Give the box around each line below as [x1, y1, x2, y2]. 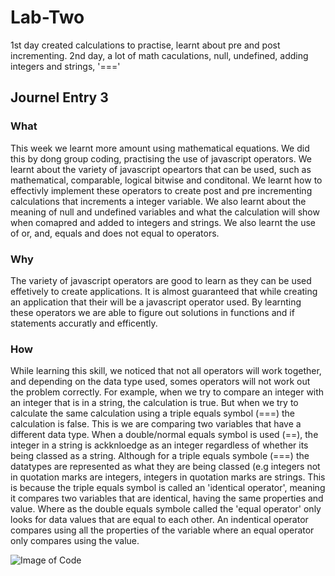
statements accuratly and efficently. [10, 317, 158, 329]
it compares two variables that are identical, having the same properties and [10, 492, 324, 505]
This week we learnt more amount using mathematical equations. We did [10, 142, 310, 154]
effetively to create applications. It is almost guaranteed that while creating [10, 285, 318, 297]
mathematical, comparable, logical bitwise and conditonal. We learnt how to [10, 174, 323, 186]
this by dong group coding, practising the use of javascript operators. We [10, 152, 312, 165]
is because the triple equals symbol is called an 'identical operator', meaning [10, 482, 326, 494]
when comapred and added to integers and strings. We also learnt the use [10, 216, 317, 228]
